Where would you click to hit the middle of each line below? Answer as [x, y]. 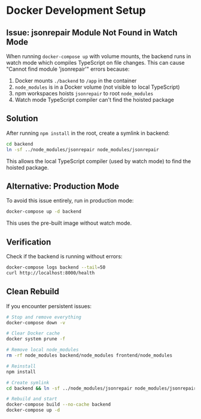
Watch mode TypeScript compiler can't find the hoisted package [95, 100]
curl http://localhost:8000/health [51, 273]
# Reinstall [21, 366]
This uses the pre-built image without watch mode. [69, 223]
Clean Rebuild [33, 292]
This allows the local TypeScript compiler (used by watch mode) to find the [99, 161]
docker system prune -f [36, 339]
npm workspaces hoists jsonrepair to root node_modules [84, 93]
